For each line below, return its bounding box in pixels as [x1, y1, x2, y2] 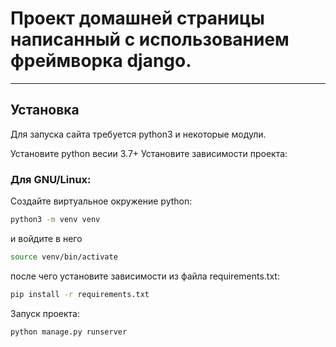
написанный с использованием [10, 28, 290, 51]
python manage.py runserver [10, 327, 128, 337]
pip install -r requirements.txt [10, 289, 150, 299]
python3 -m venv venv [10, 215, 101, 225]
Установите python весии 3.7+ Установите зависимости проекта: [10, 147, 288, 159]
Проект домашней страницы [10, 7, 265, 30]
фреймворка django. [10, 50, 192, 72]
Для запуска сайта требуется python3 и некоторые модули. [10, 128, 267, 140]
